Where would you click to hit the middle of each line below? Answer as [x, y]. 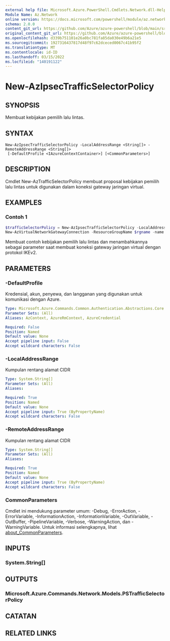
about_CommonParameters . [34, 532]
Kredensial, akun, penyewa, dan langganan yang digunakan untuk [74, 294]
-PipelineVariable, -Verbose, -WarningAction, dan [79, 522]
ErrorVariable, [20, 516]
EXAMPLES [24, 203]
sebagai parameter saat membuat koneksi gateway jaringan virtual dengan [83, 247]
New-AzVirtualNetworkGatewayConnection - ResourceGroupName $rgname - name [85, 232]
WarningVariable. [23, 527]
